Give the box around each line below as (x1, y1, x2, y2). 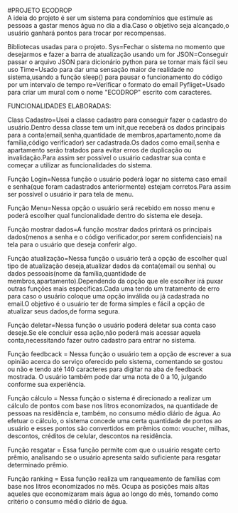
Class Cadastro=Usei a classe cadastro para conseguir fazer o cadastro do (7, 115, 227, 124)
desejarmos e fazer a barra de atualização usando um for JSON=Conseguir (7, 50, 229, 58)
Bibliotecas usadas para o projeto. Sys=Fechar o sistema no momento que (7, 43, 225, 51)
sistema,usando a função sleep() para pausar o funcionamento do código (7, 73, 222, 81)
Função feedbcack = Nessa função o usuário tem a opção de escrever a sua (7, 350, 232, 358)
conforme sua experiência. (7, 380, 86, 388)
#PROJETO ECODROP (7, 6, 72, 14)
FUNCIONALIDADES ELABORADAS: (7, 102, 112, 110)
